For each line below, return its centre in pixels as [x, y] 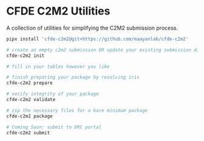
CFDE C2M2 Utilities [58, 11]
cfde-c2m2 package [29, 116]
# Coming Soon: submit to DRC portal [54, 127]
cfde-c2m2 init [25, 56]
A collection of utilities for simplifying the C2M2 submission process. [92, 28]
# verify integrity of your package [53, 94]
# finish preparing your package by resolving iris [73, 77]
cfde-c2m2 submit [28, 133]
